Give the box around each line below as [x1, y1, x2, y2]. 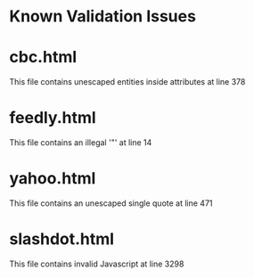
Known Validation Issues [9, 6, 196, 27]
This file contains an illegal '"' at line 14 [9, 137, 152, 148]
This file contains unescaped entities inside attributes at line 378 [9, 77, 246, 87]
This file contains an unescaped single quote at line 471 [9, 198, 213, 208]
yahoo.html [9, 168, 96, 189]
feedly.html [9, 108, 96, 128]
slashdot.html [9, 229, 114, 249]
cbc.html [9, 47, 78, 68]
